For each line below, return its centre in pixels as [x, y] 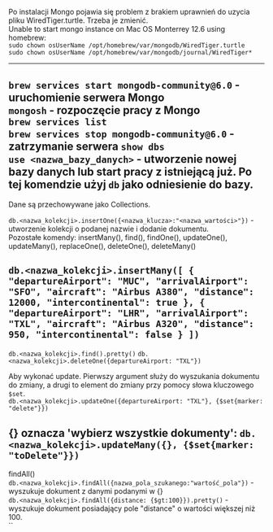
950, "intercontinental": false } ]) [104, 335]
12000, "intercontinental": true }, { [107, 303]
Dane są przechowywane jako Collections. [80, 204]
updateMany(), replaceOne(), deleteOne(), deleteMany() [102, 246]
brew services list [58, 122]
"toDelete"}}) [44, 456]
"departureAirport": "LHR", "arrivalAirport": [129, 314]
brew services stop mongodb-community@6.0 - [121, 134]
